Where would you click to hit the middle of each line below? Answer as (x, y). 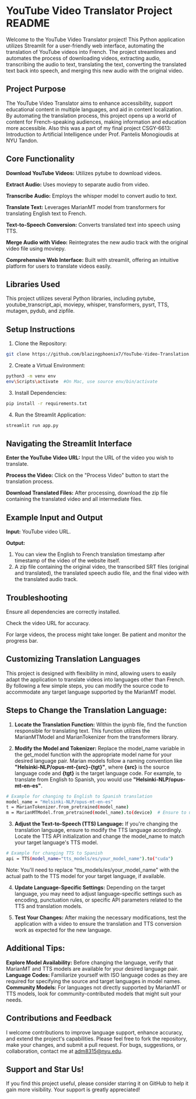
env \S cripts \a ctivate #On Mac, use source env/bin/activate (82, 381)
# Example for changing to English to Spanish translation (79, 796)
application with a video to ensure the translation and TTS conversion (98, 923)
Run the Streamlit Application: (50, 415)
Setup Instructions (41, 329)
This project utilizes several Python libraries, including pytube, (81, 298)
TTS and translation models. (48, 906)
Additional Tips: (36, 948)
